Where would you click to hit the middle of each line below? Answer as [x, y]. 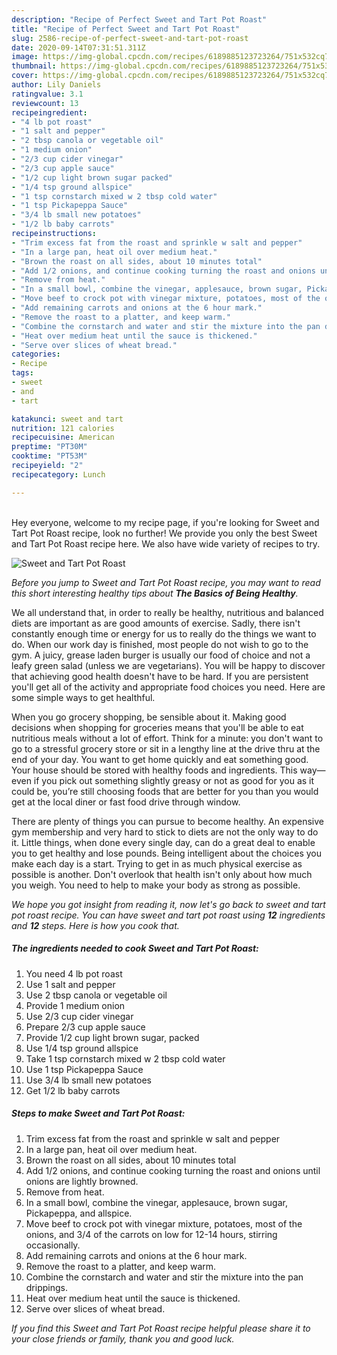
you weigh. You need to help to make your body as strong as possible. [156, 885]
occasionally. [53, 1245]
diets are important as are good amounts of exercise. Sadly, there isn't [156, 623]
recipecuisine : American [63, 437]
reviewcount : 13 [45, 103]
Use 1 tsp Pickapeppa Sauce [84, 1069]
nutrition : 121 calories [63, 428]
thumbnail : [34, 66]
